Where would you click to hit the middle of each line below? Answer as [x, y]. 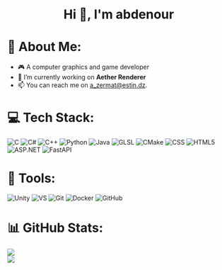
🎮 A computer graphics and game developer [83, 67]
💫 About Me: [45, 47]
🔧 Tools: [31, 178]
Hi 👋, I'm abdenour [119, 15]
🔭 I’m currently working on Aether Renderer [82, 77]
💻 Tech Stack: [51, 118]
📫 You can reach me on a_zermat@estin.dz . [82, 85]
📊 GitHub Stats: [55, 228]
